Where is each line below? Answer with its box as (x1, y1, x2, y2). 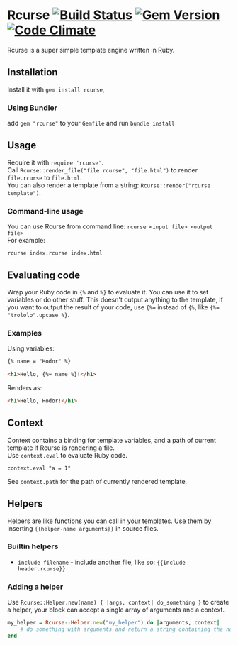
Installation (7, 66, 58, 78)
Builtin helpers (7, 541, 59, 551)
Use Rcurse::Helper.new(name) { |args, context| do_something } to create (7, 598, 229, 607)
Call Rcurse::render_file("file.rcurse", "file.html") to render (7, 165, 198, 174)
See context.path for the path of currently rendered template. (7, 477, 188, 485)
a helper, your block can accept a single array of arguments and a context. (7, 605, 225, 614)
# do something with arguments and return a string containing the (20, 625, 223, 633)
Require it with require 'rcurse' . (7, 158, 104, 167)
